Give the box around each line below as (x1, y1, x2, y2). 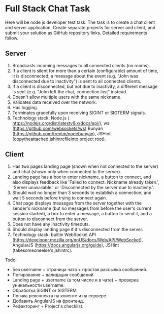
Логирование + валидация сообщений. (12, 272, 95, 277)
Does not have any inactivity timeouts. (12, 221, 90, 227)
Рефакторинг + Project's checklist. (12, 303, 84, 309)
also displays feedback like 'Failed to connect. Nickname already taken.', (12, 179, 160, 185)
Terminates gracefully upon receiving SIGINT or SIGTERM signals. (12, 110, 146, 116)
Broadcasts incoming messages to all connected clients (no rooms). (12, 62, 150, 68)
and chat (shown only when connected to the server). (12, 168, 122, 174)
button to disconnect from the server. (12, 216, 89, 222)
